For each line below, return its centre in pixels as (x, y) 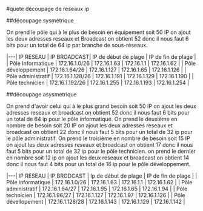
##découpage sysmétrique (40, 20)
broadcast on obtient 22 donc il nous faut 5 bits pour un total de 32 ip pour (99, 132)
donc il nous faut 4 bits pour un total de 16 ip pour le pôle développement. (98, 164)
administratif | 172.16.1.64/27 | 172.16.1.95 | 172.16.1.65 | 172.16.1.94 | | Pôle (97, 189)
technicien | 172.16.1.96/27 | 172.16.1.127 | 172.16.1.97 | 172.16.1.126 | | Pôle (96, 195)
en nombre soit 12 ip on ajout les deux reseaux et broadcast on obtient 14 (98, 158)
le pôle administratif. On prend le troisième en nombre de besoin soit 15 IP (98, 138)
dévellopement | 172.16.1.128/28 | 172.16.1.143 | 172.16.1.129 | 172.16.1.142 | (96, 202)
